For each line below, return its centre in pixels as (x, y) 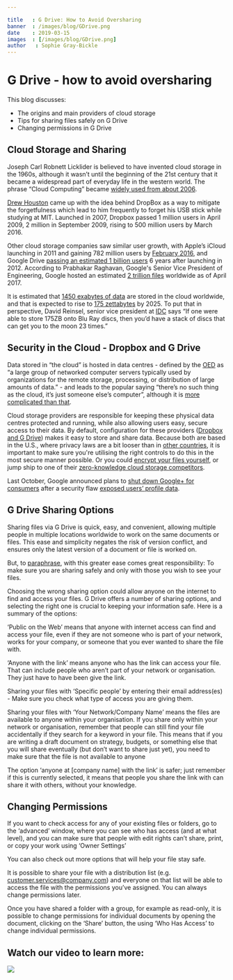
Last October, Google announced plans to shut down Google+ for (101, 481)
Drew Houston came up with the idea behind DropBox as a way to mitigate (114, 202)
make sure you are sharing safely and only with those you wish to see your (114, 570)
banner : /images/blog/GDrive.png (59, 26)
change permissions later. (44, 895)
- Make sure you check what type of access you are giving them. (100, 698)
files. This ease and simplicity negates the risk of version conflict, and (107, 542)
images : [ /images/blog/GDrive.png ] (62, 39)
